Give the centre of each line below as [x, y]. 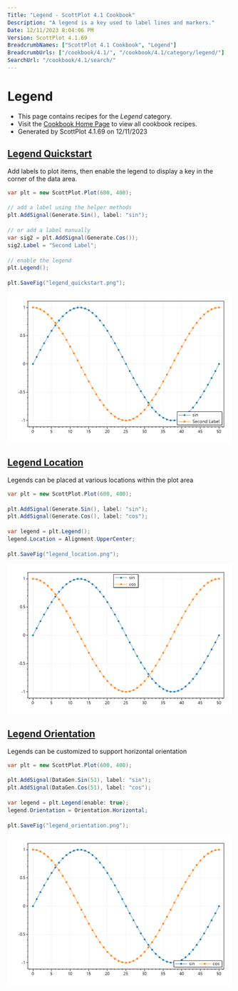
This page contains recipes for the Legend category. [95, 116]
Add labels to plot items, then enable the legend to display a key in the [110, 171]
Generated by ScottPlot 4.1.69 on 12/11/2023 [82, 131]
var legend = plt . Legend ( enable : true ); [68, 803]
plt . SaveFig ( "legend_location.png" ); [63, 554]
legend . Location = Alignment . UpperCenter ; [71, 539]
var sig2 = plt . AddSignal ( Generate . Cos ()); [73, 238]
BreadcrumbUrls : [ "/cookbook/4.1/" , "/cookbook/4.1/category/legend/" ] [116, 53]
